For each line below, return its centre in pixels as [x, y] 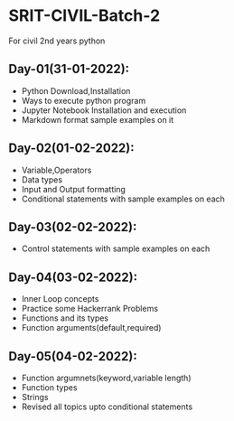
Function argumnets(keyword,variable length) [106, 378]
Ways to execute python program [84, 100]
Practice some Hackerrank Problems [90, 309]
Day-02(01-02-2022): [71, 149]
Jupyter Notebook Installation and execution [104, 110]
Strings [35, 397]
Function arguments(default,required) [91, 328]
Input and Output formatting [73, 189]
